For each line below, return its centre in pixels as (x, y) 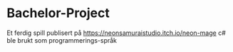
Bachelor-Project (58, 13)
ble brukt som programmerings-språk (62, 40)
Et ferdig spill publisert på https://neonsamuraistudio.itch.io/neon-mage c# (116, 33)
